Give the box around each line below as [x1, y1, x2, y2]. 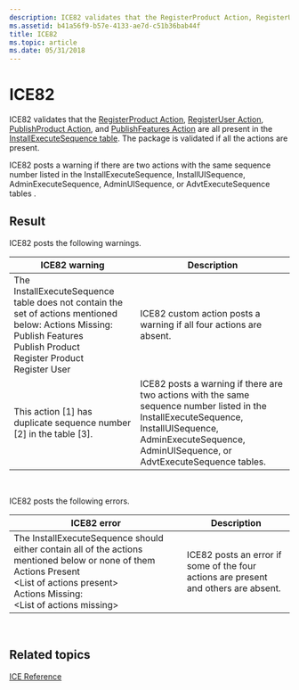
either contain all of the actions [13, 543, 143, 555]
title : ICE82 [9, 29, 58, 38]
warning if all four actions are [140, 318, 263, 331]
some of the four [186, 559, 256, 571]
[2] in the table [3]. [13, 427, 93, 439]
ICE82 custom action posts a [140, 307, 261, 319]
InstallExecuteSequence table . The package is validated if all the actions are [9, 133, 288, 144]
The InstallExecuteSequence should [13, 531, 165, 544]
